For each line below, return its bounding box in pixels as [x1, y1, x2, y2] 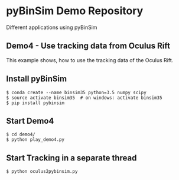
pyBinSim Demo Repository [6, 4, 144, 18]
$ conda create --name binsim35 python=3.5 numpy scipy [6, 89, 147, 95]
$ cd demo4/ [6, 131, 35, 137]
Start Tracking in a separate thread [6, 153, 137, 163]
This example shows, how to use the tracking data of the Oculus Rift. [6, 56, 174, 63]
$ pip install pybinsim [6, 99, 65, 106]
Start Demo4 [6, 115, 54, 126]
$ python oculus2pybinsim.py [6, 169, 78, 175]
